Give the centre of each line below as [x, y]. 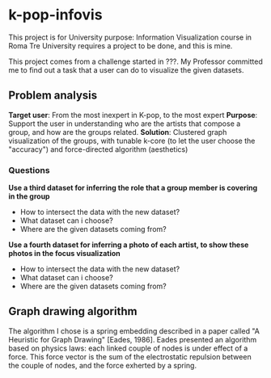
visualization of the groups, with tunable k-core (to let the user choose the [132, 141]
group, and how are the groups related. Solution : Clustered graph [118, 132]
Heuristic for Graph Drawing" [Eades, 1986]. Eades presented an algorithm [133, 339]
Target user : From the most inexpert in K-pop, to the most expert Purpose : [133, 115]
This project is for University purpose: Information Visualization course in [130, 37]
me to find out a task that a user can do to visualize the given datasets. [126, 69]
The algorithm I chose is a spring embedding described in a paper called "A [134, 331]
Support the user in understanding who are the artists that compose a [125, 124]
